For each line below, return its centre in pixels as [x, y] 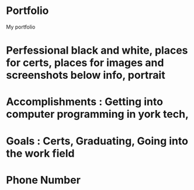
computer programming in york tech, [97, 114]
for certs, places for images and [85, 63]
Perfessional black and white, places [97, 50]
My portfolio [21, 27]
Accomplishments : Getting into [85, 102]
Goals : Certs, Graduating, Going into [97, 141]
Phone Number [43, 180]
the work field [40, 153]
